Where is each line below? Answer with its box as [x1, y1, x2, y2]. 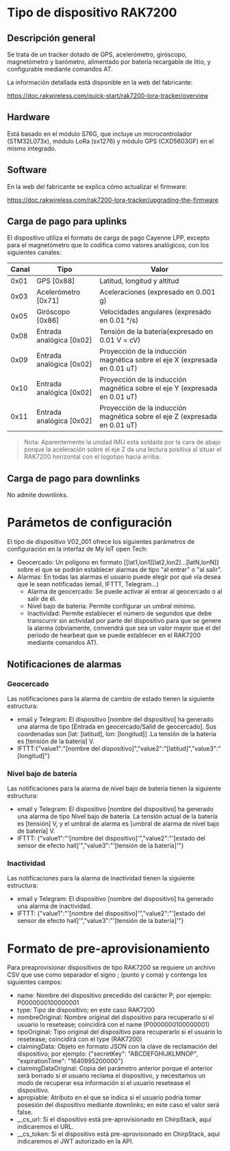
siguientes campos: [7, 978, 63, 986]
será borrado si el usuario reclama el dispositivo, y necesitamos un [16, 1071, 206, 1080]
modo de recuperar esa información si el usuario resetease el [16, 1079, 190, 1087]
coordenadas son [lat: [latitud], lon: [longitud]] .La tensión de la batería [16, 729, 217, 738]
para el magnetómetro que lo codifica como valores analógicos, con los [7, 241, 209, 249]
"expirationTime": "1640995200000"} [16, 1057, 124, 1065]
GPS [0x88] [36, 276, 75, 286]
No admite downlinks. [7, 491, 68, 499]
